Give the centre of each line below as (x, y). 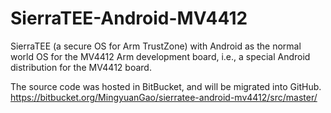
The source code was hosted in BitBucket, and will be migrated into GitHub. (166, 86)
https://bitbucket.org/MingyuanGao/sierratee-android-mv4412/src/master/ (164, 97)
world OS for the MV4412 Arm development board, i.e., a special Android (160, 56)
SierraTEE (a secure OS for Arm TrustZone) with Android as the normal (156, 46)
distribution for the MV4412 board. (81, 67)
